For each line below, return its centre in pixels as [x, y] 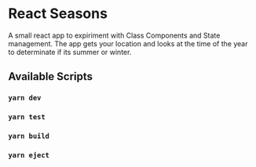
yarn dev [25, 98]
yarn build [29, 136]
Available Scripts [50, 76]
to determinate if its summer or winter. [70, 52]
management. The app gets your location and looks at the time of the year [128, 43]
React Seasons [58, 14]
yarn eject [29, 155]
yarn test [27, 117]
